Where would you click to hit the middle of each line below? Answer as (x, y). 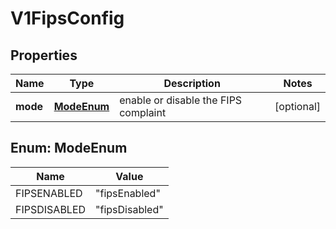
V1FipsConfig (67, 18)
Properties (44, 55)
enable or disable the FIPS (181, 100)
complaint (143, 112)
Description (192, 83)
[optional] (297, 106)
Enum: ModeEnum (69, 148)
